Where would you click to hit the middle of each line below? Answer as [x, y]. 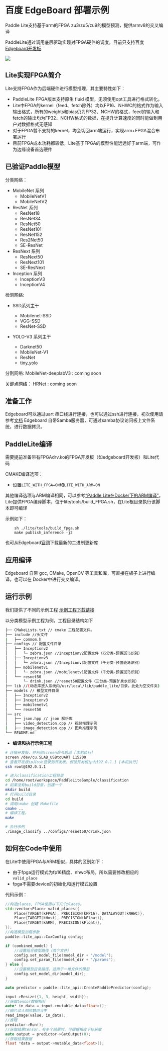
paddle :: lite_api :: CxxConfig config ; [45, 937]
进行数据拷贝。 [29, 427]
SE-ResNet [31, 245]
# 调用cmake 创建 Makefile [32, 804]
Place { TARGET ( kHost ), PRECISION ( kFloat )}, [59, 918]
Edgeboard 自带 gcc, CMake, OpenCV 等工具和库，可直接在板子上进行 [78, 573]
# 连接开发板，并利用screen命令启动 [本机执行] [49, 752]
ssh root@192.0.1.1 [26, 767]
